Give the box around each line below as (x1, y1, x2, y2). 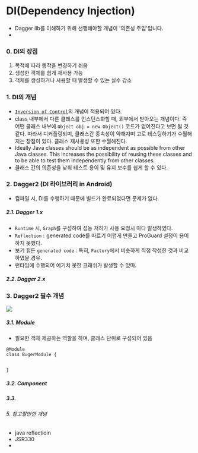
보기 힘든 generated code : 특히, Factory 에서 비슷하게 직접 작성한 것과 (14, 247, 178, 254)
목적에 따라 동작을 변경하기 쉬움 (14, 62, 88, 69)
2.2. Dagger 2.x (6, 275, 46, 283)
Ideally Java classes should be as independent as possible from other (14, 144, 186, 151)
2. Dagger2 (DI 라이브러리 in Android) (6, 180, 113, 188)
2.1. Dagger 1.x (6, 209, 43, 216)
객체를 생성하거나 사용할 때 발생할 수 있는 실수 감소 (14, 77, 132, 84)
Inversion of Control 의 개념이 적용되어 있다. (14, 108, 122, 115)
